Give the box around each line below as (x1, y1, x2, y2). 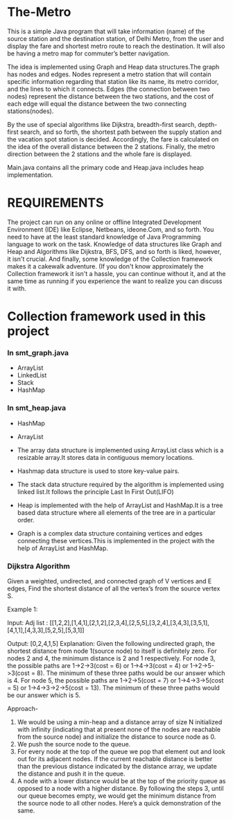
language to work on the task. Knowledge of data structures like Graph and (7, 240, 222, 248)
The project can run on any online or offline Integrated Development (7, 218, 202, 226)
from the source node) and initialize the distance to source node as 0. (17, 733, 216, 741)
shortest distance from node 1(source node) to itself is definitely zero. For (7, 647, 217, 655)
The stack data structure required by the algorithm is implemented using (17, 480, 224, 488)
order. (17, 515, 35, 524)
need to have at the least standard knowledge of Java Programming (7, 232, 201, 241)
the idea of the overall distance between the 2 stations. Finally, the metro (7, 142, 216, 151)
